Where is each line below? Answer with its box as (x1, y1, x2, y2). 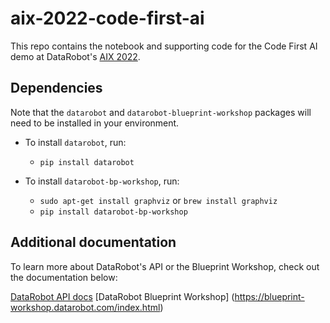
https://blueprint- (234, 290, 305, 302)
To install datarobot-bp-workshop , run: (24, 175, 180, 187)
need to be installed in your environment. (10, 117, 180, 129)
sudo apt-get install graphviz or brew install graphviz (39, 194, 278, 206)
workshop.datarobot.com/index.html (10, 301, 161, 313)
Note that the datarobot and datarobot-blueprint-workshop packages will (10, 106, 312, 118)
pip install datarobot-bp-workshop (39, 207, 188, 217)
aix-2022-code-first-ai (10, 7, 205, 30)
